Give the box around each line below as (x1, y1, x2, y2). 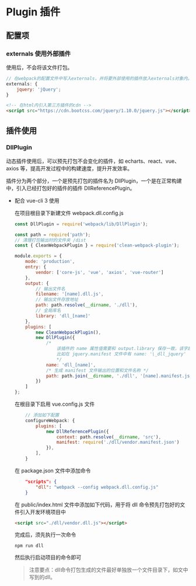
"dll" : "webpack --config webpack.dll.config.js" (36, 484, 159, 490)
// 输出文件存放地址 (36, 297, 79, 303)
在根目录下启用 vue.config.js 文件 (14, 400, 95, 407)
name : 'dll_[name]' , (45, 362, 96, 368)
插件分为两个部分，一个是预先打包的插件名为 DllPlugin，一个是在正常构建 (6, 177, 182, 184)
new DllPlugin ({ (36, 335, 75, 341)
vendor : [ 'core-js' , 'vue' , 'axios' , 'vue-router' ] (36, 269, 164, 275)
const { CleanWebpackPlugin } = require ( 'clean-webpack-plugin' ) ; (14, 242, 180, 249)
